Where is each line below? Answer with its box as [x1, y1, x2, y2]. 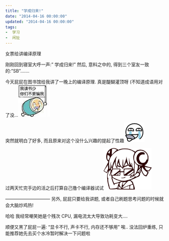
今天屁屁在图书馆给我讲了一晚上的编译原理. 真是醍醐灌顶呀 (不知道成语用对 [5, 79, 163, 84]
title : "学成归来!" [5, 8, 44, 13]
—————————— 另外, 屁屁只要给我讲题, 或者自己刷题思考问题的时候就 [5, 196, 164, 202]
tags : [5, 25, 17, 30]
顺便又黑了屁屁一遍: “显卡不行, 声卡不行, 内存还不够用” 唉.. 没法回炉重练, [5, 224, 158, 230]
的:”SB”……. [5, 68, 30, 74]
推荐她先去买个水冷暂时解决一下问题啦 [9, 230, 90, 236]
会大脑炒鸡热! [5, 202, 34, 208]
